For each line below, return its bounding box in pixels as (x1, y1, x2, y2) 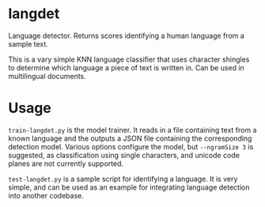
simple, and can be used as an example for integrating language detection (8, 183, 250, 192)
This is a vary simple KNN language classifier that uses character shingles (8, 55, 250, 64)
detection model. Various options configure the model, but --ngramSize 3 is (8, 141, 254, 151)
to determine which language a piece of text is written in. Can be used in (8, 62, 245, 72)
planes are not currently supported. (8, 159, 124, 168)
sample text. (8, 39, 49, 48)
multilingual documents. (8, 71, 87, 81)
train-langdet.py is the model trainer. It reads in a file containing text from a (8, 125, 257, 134)
